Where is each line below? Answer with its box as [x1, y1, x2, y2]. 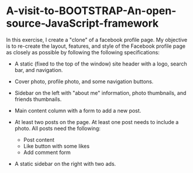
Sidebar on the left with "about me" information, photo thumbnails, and [14, 89, 187, 96]
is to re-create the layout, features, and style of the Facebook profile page [6, 43, 186, 50]
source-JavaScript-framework [6, 17, 159, 30]
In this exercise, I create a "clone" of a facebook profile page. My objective [6, 36, 188, 43]
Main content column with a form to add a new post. [14, 107, 141, 114]
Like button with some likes [23, 142, 90, 149]
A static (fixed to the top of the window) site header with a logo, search [14, 60, 187, 67]
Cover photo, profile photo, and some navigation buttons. [14, 78, 154, 85]
